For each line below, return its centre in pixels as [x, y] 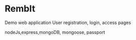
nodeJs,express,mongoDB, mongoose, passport [55, 32]
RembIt [20, 9]
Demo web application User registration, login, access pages [68, 22]
